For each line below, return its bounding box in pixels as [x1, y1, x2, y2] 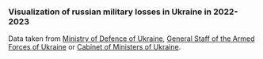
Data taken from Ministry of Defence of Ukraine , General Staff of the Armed [8, 34, 255, 43]
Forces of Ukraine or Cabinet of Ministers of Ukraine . [8, 42, 181, 52]
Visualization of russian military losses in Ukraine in [8, 6, 212, 17]
